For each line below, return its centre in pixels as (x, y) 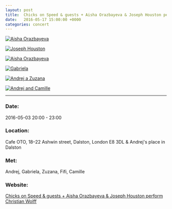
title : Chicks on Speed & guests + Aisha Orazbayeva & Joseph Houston (83, 15)
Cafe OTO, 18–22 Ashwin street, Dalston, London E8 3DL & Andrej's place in (85, 142)
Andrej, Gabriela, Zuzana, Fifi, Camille (45, 172)
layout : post (19, 10)
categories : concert (27, 24)
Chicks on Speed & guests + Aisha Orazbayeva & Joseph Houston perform (84, 196)
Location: (17, 131)
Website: (17, 185)
